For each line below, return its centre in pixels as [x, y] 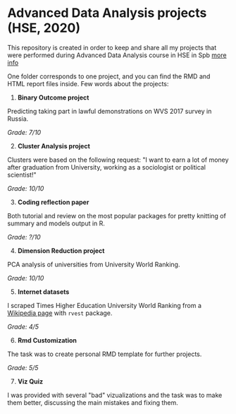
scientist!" [22, 175]
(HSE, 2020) [44, 28]
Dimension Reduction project [61, 250]
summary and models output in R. [56, 223]
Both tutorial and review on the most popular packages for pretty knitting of [117, 215]
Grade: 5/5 [23, 367]
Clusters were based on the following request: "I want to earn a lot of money [118, 160]
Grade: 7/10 [24, 132]
